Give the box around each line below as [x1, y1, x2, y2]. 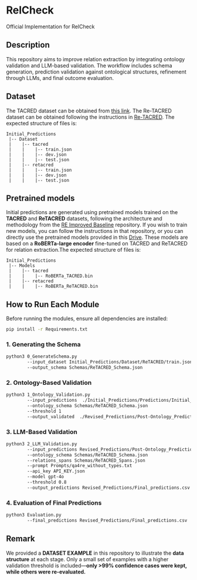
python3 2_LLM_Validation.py [6, 441, 77, 447]
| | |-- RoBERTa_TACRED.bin [8, 273, 93, 279]
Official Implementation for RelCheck [6, 23, 95, 30]
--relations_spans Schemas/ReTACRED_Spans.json [27, 457, 145, 464]
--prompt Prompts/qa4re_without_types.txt [27, 463, 133, 469]
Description [6, 40, 50, 50]
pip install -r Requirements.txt [6, 326, 88, 332]
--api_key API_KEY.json [27, 468, 85, 474]
